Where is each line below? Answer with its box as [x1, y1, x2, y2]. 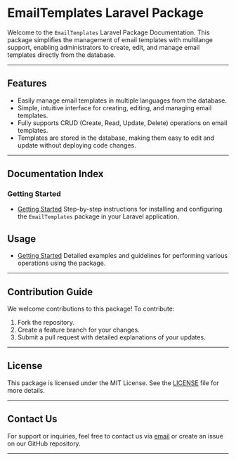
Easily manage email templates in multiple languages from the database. [17, 96, 227, 105]
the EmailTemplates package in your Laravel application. [17, 212, 180, 221]
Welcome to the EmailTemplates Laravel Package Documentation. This [7, 28, 210, 37]
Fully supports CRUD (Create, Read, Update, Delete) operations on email [17, 118, 228, 127]
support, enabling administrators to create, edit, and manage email [7, 43, 200, 51]
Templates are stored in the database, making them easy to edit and [17, 134, 215, 142]
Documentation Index [7, 168, 104, 180]
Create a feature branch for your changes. [17, 325, 140, 335]
